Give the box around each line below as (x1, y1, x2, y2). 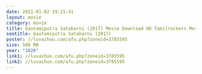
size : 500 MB (6, 42, 39, 48)
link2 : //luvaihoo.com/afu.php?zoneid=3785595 (6, 58, 125, 64)
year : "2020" (6, 48, 39, 54)
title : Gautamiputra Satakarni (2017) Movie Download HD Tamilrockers (6, 25, 187, 32)
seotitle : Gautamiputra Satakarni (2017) (6, 31, 112, 37)
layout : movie (6, 14, 42, 20)
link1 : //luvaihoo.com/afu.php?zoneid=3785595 (6, 53, 125, 59)
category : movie (6, 20, 47, 26)
